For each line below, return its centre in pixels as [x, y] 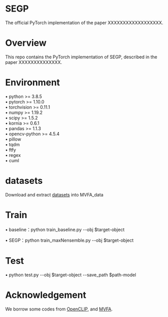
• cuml [12, 160]
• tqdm [13, 144]
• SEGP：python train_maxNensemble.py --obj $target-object [69, 240]
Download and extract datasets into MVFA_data [54, 194]
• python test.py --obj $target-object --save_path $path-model [71, 275]
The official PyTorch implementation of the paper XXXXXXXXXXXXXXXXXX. [84, 23]
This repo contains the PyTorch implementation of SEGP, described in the [81, 57]
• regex [13, 155]
